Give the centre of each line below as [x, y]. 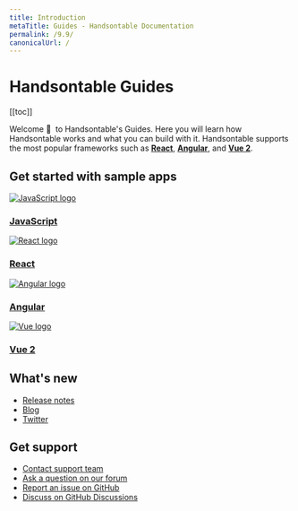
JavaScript [34, 221]
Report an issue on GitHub [71, 488]
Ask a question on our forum [75, 478]
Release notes [48, 400]
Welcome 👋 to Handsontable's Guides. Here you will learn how [126, 129]
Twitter [35, 419]
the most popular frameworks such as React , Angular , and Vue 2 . [131, 148]
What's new [43, 379]
